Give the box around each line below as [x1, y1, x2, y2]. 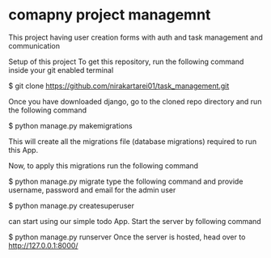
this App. [8, 145, 39, 154]
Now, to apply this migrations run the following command [8, 160, 199, 171]
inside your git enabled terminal [8, 65, 114, 74]
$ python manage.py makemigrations [8, 121, 133, 130]
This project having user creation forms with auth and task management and [8, 32, 263, 42]
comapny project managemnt [8, 6, 211, 24]
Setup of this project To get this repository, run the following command [8, 57, 244, 66]
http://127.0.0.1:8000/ [8, 240, 78, 250]
